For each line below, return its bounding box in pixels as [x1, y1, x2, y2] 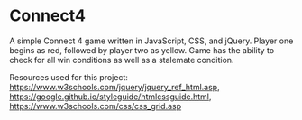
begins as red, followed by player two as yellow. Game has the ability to [9, 44, 275, 55]
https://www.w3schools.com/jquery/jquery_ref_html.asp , [9, 81, 220, 92]
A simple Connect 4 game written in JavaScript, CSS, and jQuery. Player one [9, 35, 294, 46]
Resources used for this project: [9, 71, 129, 82]
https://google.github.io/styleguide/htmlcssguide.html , [9, 91, 212, 102]
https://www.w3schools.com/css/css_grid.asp [9, 100, 182, 111]
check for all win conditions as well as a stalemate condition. [9, 54, 234, 65]
